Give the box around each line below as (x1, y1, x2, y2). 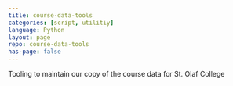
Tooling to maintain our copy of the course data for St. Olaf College (8, 70, 225, 78)
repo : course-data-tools (8, 41, 89, 48)
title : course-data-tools (8, 11, 93, 20)
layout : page (8, 33, 51, 41)
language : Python (8, 26, 65, 34)
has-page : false (8, 48, 61, 56)
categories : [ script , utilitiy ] (8, 19, 114, 27)
